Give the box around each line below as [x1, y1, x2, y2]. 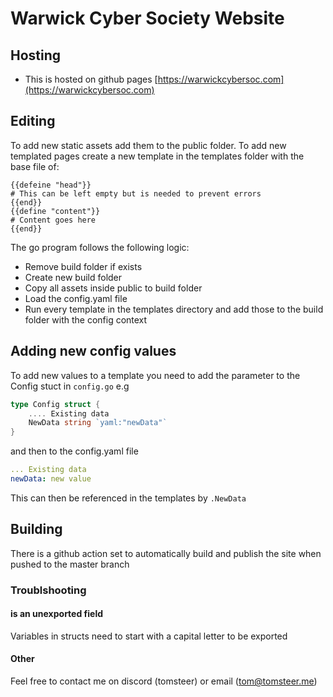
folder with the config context [24, 313, 148, 326]
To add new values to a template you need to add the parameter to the [10, 369, 301, 381]
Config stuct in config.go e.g [10, 380, 130, 392]
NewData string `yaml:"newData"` [28, 418, 168, 428]
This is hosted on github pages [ [24, 73, 158, 85]
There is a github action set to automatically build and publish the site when [10, 547, 322, 559]
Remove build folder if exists [24, 260, 143, 272]
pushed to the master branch [10, 558, 130, 570]
